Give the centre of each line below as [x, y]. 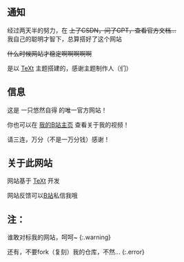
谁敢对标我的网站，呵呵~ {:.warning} [59, 237]
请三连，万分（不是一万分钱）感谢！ [59, 139]
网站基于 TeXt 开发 [33, 181]
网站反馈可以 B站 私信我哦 [42, 196]
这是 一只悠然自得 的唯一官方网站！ [57, 110]
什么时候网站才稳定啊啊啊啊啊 [49, 53]
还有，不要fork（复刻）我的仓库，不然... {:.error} [76, 252]
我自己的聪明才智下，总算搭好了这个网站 [64, 39]
